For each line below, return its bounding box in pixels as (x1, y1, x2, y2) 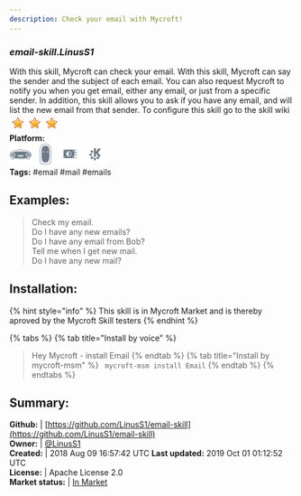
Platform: (9, 132, 45, 144)
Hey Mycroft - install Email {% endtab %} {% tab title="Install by (31, 350, 270, 360)
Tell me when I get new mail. (31, 245, 138, 257)
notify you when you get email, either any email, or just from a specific (9, 85, 270, 96)
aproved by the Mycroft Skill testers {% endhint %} (9, 314, 198, 325)
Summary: (9, 395, 69, 410)
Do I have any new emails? (31, 226, 131, 237)
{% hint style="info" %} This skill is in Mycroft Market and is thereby (9, 305, 263, 316)
